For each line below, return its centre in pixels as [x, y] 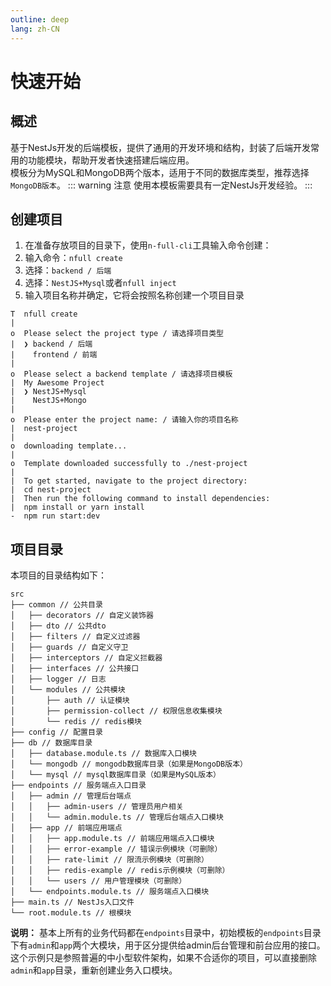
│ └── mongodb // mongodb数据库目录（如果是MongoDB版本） [129, 764]
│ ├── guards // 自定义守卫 [69, 647]
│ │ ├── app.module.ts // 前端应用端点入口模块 [112, 839]
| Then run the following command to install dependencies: [140, 499]
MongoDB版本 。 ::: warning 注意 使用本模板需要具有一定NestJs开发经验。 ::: [161, 185]
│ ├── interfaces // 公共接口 [75, 669]
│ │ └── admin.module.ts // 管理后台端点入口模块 [117, 817]
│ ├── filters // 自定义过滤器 [75, 637]
